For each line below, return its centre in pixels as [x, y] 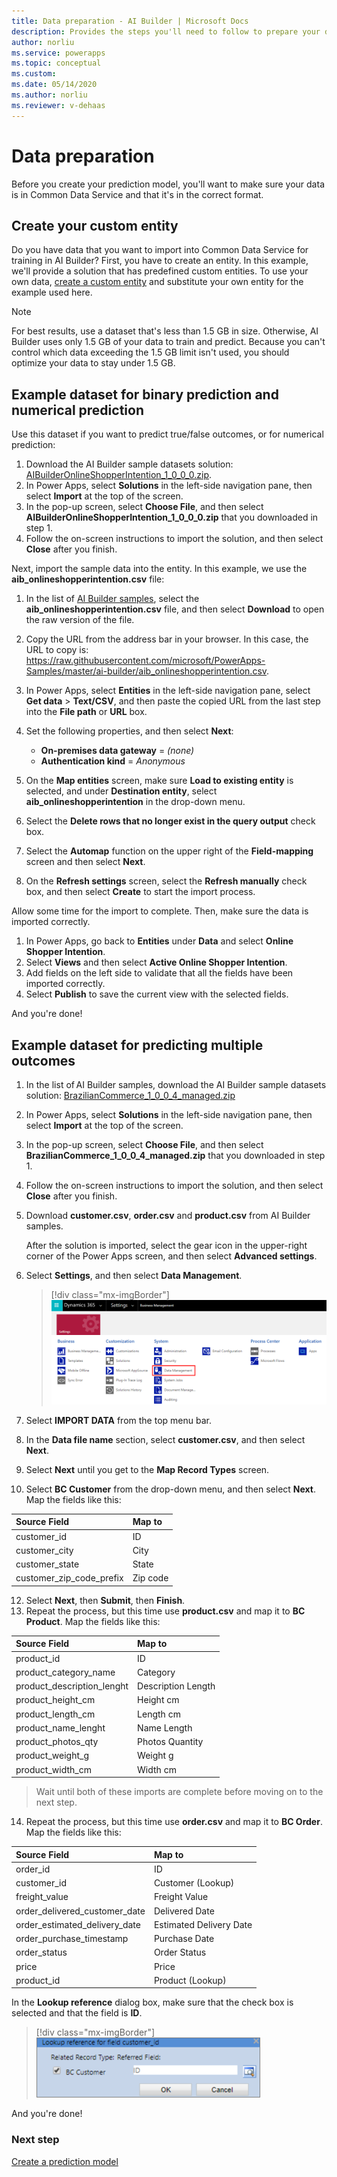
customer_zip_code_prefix [69, 1578]
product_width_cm [53, 1769]
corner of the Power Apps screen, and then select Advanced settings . [171, 1256]
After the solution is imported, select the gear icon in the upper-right [166, 1245]
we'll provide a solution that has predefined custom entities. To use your [160, 271]
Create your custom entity [95, 225]
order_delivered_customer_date [80, 1911]
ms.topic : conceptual [56, 63]
